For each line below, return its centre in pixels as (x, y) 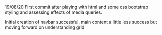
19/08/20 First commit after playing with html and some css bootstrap (77, 7)
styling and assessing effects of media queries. (54, 12)
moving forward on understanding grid (45, 27)
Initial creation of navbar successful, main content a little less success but (81, 22)
